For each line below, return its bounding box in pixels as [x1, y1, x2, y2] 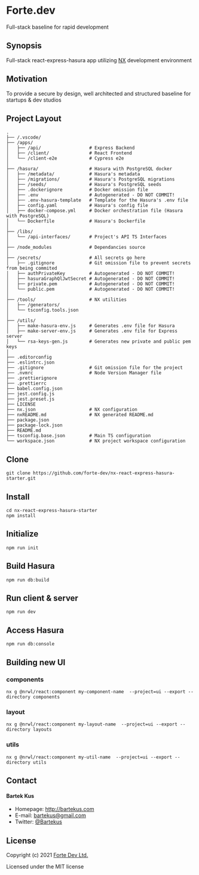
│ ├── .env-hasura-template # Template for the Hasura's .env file [6, 197, 188, 203]
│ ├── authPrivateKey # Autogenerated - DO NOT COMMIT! [6, 270, 175, 277]
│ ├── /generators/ [6, 302, 60, 308]
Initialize [6, 529, 39, 539]
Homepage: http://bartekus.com [14, 806, 94, 813]
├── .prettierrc [6, 380, 47, 386]
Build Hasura [6, 561, 55, 571]
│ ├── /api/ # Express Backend [6, 145, 135, 151]
